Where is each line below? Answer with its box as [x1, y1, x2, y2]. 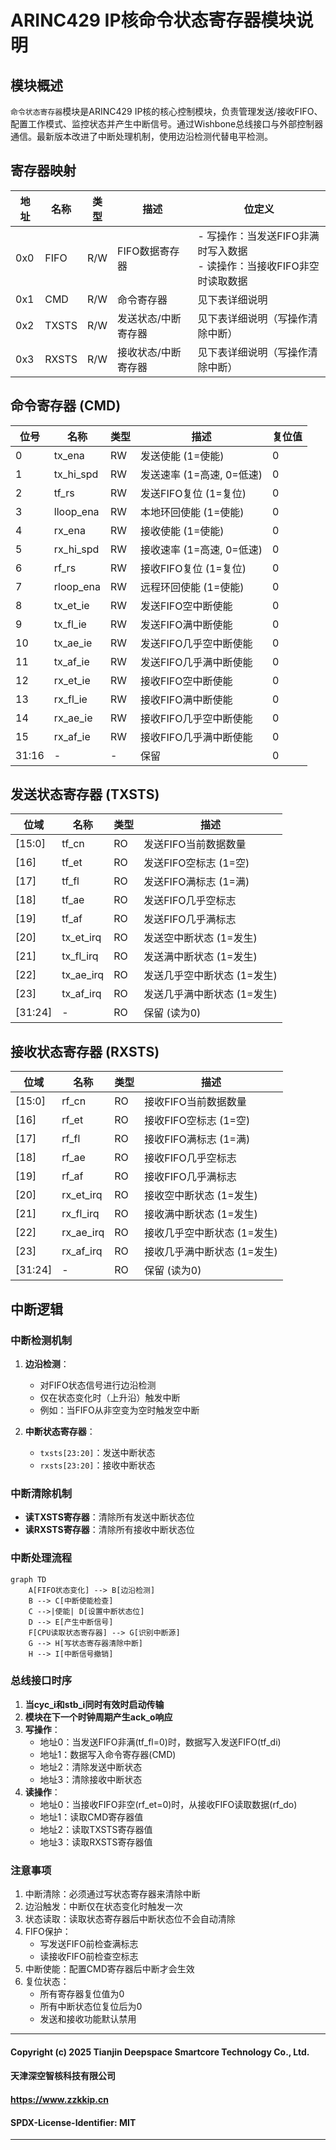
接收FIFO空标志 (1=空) [144, 1114, 251, 1128]
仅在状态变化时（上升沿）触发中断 [39, 1391, 181, 1403]
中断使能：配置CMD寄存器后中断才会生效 [24, 1963, 195, 1975]
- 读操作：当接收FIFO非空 [197, 259, 320, 273]
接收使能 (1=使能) [140, 524, 225, 538]
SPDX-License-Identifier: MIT [10, 2116, 137, 2128]
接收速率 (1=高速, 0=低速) [140, 542, 263, 556]
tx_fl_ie [53, 617, 87, 631]
